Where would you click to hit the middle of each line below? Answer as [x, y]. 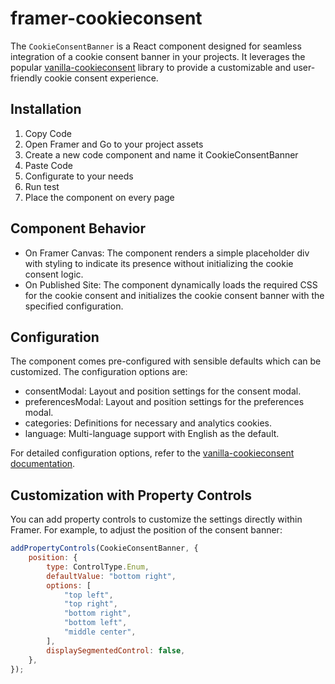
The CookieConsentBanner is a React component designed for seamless [156, 46]
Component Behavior [78, 228]
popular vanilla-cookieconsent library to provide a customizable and [151, 67]
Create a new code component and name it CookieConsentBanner [161, 154]
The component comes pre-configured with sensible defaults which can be [166, 361]
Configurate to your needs [79, 176]
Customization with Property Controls [131, 495]
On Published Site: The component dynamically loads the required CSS [171, 284]
